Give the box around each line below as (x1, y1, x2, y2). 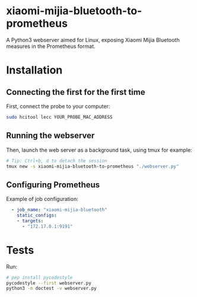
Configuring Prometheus (6, 180, 100, 190)
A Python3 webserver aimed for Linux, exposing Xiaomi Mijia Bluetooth (6, 36, 180, 43)
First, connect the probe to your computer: (6, 103, 110, 110)
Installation (6, 63, 63, 77)
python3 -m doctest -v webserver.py (6, 286, 97, 292)
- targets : (17, 218, 44, 223)
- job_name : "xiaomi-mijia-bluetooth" (11, 207, 108, 213)
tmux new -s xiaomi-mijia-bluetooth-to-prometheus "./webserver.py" (6, 163, 179, 170)
